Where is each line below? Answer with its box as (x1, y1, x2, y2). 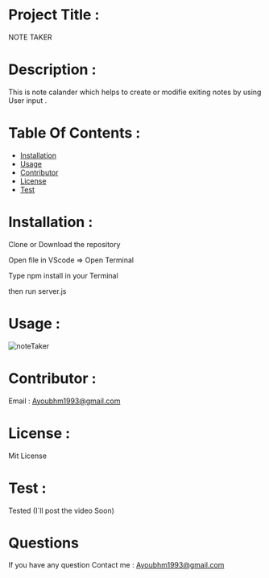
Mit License (8, 451, 47, 460)
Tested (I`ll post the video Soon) (8, 506, 115, 515)
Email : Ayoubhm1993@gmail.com (8, 396, 121, 406)
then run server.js (8, 286, 67, 295)
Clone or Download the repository (8, 239, 121, 249)
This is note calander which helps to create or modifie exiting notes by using (8, 87, 262, 97)
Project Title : (8, 6, 100, 24)
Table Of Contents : (8, 124, 141, 142)
